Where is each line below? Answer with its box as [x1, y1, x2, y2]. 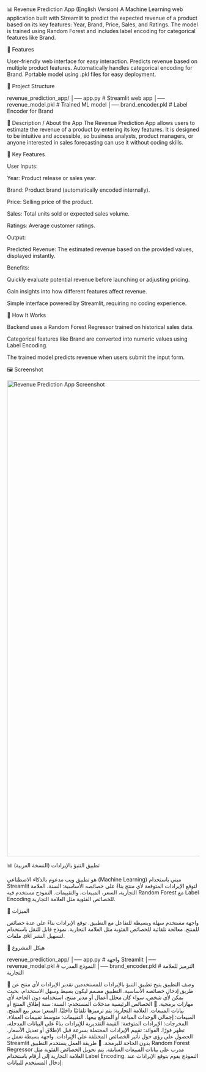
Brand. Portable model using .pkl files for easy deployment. [7, 70, 156, 78]
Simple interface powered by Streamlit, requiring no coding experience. [7, 300, 187, 307]
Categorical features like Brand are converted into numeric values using [7, 335, 188, 342]
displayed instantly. [7, 252, 56, 259]
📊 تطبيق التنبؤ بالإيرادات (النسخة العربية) [7, 862, 100, 869]
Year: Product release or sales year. [7, 175, 97, 181]
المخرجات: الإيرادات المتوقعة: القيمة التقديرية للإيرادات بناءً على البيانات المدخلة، [7, 1020, 188, 1027]
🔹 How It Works [7, 312, 46, 319]
